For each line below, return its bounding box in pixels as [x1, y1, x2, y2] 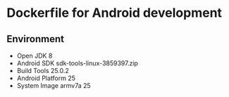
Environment [6, 33, 65, 45]
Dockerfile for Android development [6, 5, 223, 21]
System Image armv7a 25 [16, 82, 91, 89]
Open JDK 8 [16, 51, 53, 60]
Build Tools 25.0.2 [16, 67, 70, 75]
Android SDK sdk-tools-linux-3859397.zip [16, 59, 139, 67]
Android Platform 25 [16, 74, 75, 82]
